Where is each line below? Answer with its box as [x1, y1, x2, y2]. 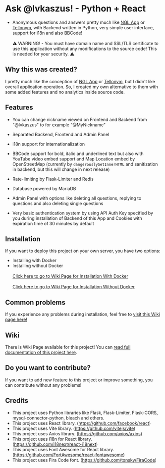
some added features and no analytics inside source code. [5, 89, 125, 95]
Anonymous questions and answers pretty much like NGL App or [12, 19, 145, 25]
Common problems [5, 298, 66, 307]
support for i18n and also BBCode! [12, 30, 83, 36]
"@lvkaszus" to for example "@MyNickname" [12, 122, 106, 128]
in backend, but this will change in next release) [12, 166, 110, 172]
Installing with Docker [12, 258, 57, 263]
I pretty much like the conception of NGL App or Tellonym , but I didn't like [5, 78, 155, 84]
